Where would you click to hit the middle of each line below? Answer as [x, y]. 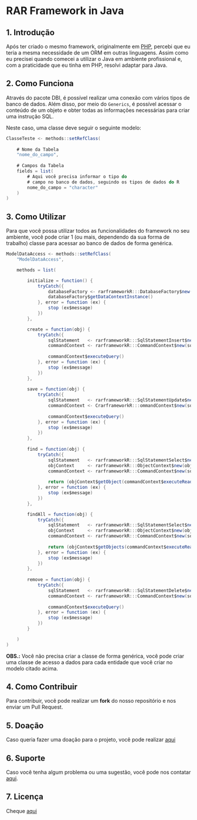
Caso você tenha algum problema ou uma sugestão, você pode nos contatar [98, 773]
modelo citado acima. [32, 668]
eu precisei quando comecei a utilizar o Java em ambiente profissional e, [94, 59]
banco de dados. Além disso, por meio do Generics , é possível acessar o [94, 104]
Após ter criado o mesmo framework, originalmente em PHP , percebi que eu [98, 46]
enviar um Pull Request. [35, 707]
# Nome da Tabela [38, 149]
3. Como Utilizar [36, 217]
